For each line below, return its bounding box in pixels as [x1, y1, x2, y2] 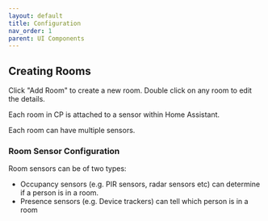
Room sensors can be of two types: [8, 164, 127, 173]
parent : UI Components [8, 34, 85, 43]
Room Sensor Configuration [8, 145, 120, 156]
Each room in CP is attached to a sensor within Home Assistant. [8, 110, 220, 119]
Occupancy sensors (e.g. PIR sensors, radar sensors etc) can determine [19, 179, 261, 190]
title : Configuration [8, 19, 82, 27]
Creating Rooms [8, 64, 91, 77]
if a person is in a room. [19, 188, 99, 198]
